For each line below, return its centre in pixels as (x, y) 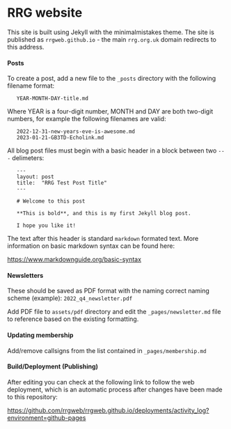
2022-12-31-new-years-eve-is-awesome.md (76, 132)
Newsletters (25, 275)
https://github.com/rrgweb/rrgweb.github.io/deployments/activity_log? (109, 410)
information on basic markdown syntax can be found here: (91, 246)
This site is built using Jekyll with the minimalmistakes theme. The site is (111, 32)
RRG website (45, 13)
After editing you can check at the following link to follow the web (101, 382)
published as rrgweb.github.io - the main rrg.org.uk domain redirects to (112, 39)
